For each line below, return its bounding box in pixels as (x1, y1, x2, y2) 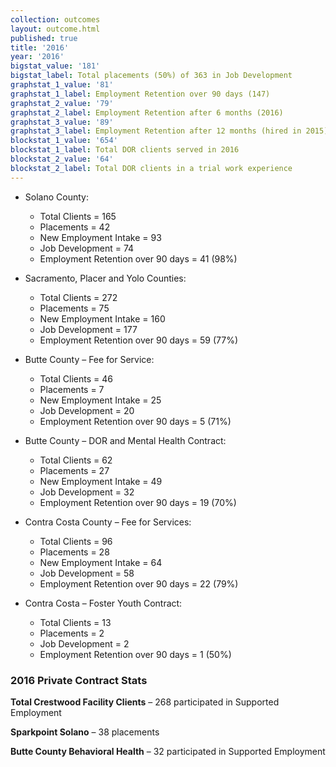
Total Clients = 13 (39, 616, 112, 628)
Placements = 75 (39, 302, 110, 314)
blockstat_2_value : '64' (10, 154, 114, 164)
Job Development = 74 (39, 242, 135, 254)
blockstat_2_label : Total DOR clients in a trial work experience (10, 163, 293, 173)
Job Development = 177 (39, 323, 138, 335)
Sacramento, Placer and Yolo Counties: (24, 272, 187, 284)
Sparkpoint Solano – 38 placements (10, 726, 160, 738)
